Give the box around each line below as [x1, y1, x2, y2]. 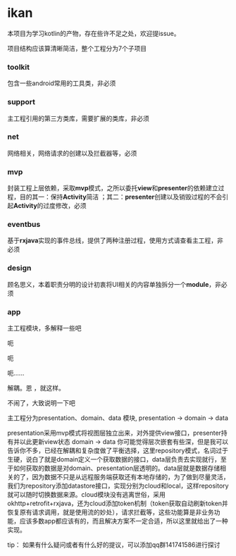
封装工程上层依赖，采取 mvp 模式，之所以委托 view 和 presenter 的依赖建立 [7, 184, 218, 192]
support [7, 97, 35, 107]
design [7, 263, 32, 273]
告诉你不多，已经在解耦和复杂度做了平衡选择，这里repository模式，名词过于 [7, 446, 229, 455]
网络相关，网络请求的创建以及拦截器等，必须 [7, 149, 137, 157]
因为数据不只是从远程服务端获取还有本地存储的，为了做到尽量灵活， [31, 473, 230, 481]
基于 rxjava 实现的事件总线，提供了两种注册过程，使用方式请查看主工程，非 [7, 236, 224, 245]
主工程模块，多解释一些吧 [7, 324, 82, 333]
